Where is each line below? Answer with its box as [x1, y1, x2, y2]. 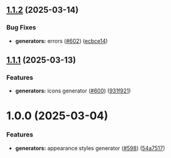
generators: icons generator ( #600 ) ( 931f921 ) [15, 87, 131, 94]
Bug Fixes [6, 23, 37, 32]
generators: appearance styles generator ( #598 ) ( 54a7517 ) [15, 144, 166, 152]
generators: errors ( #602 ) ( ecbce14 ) [15, 37, 108, 45]
